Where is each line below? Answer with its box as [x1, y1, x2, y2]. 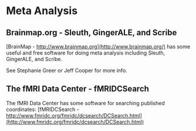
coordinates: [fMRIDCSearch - [6, 106, 79, 113]
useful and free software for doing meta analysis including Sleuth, [6, 49, 165, 56]
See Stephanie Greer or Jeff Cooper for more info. [6, 67, 127, 74]
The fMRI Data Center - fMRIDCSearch [6, 84, 150, 94]
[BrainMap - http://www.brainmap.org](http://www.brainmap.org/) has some [6, 43, 191, 50]
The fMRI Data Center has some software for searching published [6, 99, 165, 106]
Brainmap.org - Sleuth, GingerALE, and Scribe [6, 28, 177, 38]
